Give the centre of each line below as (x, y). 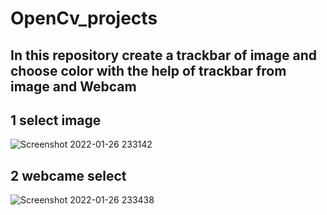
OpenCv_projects (84, 18)
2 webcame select (68, 175)
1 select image (56, 120)
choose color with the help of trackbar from (148, 70)
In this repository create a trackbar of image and (163, 55)
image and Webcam (73, 86)
